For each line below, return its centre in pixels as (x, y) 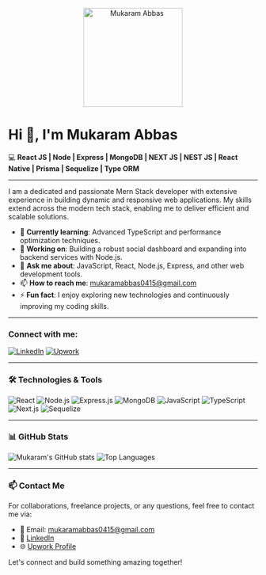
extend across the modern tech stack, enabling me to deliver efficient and (129, 208)
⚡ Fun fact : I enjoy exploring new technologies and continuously (124, 295)
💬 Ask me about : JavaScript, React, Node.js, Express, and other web (132, 265)
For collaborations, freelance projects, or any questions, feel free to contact (131, 506)
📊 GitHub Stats (38, 437)
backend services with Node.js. (71, 257)
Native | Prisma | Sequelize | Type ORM (74, 168)
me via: (20, 514)
